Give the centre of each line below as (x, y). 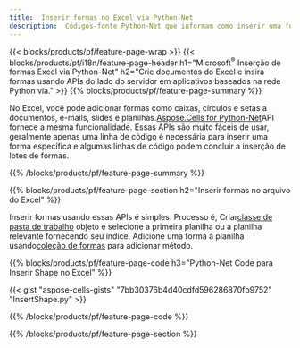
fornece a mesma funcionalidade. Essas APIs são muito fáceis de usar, (139, 127)
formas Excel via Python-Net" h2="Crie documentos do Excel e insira (137, 72)
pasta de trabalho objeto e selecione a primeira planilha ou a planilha (136, 227)
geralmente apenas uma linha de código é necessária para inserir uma (139, 137)
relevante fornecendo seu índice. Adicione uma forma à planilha (127, 236)
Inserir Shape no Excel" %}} (61, 273)
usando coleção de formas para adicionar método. (101, 246)
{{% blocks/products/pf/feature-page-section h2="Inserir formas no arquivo (150, 191)
